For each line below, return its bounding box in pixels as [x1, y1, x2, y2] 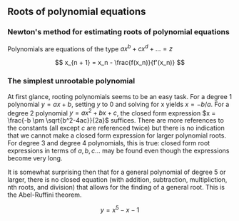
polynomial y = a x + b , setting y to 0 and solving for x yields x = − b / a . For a [7, 100, 230, 108]
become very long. [7, 154, 63, 163]
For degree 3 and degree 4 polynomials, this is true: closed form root [7, 139, 210, 148]
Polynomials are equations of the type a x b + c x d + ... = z [7, 43, 173, 53]
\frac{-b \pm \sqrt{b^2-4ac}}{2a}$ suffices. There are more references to [7, 116, 225, 125]
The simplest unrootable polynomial [7, 76, 136, 86]
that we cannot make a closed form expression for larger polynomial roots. [7, 131, 227, 140]
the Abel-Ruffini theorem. [7, 190, 82, 199]
